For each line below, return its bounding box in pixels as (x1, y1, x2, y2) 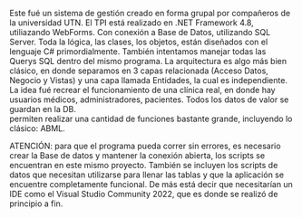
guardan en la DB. (9, 104, 77, 114)
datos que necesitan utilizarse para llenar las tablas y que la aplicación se (9, 169, 284, 180)
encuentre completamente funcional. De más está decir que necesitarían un (9, 179, 293, 189)
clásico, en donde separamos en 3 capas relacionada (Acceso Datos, (9, 65, 269, 76)
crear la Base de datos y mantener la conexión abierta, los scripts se (9, 150, 266, 161)
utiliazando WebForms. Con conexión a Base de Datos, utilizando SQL (9, 27, 271, 37)
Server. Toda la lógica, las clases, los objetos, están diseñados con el (9, 36, 268, 47)
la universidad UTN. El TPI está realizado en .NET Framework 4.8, (9, 17, 254, 28)
